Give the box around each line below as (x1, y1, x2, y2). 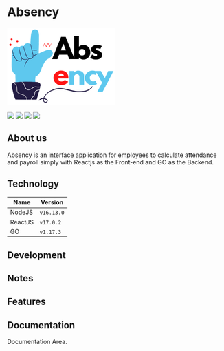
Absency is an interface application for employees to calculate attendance (7, 151, 217, 159)
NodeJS (10, 208, 33, 217)
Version (40, 198, 64, 206)
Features (7, 296, 46, 308)
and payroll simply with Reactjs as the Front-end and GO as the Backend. (7, 158, 214, 166)
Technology (7, 178, 60, 190)
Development (7, 249, 67, 261)
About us (7, 132, 47, 145)
